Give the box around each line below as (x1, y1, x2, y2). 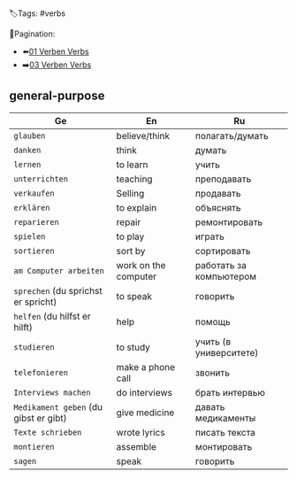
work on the (116, 259, 166, 271)
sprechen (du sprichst (13, 284, 103, 297)
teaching (116, 173, 153, 185)
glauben (13, 130, 46, 141)
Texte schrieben (13, 427, 82, 437)
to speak (116, 290, 153, 302)
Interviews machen (13, 387, 91, 398)
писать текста (194, 426, 256, 438)
